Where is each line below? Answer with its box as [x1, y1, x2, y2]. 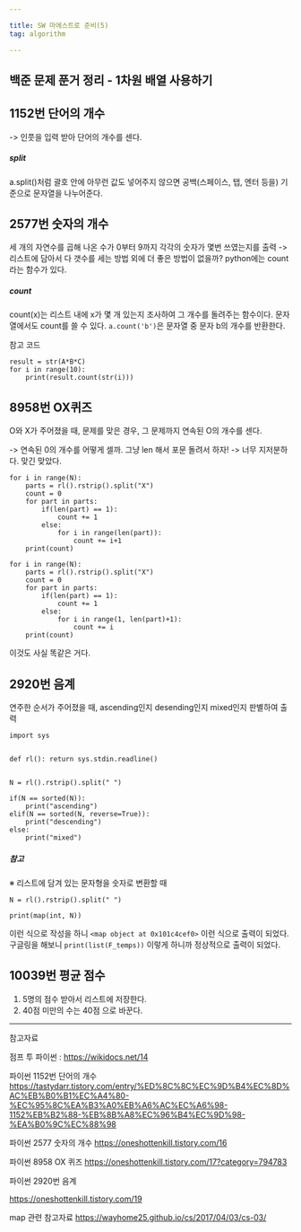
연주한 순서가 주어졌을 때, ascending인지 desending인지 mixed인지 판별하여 [9, 702, 279, 713]
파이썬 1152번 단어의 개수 [9, 1070, 97, 1081]
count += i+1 [73, 536, 123, 546]
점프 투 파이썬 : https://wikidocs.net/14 [9, 1052, 149, 1062]
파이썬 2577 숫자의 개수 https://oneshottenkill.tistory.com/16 [9, 1137, 228, 1148]
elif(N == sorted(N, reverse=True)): [9, 810, 150, 819]
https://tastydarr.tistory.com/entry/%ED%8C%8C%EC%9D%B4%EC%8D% [9, 1080, 290, 1091]
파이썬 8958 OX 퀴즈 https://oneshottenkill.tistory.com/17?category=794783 [9, 1156, 288, 1167]
